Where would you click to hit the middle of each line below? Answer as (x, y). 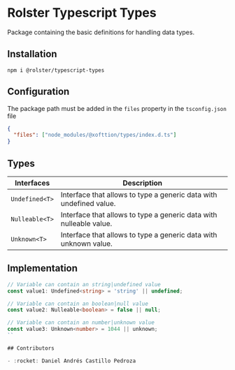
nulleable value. (86, 223)
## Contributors (31, 348)
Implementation (43, 268)
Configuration (38, 92)
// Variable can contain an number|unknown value (81, 323)
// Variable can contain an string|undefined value (84, 284)
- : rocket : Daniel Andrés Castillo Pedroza (72, 361)
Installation (32, 54)
